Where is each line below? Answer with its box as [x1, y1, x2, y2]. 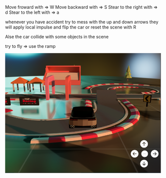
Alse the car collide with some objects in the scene [5, 34, 109, 39]
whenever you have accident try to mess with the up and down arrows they [5, 19, 159, 25]
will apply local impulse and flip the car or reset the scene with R [5, 24, 137, 30]
